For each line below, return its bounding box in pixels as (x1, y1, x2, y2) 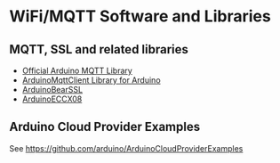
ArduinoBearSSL (21, 85, 83, 94)
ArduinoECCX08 (21, 94, 83, 104)
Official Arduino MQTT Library (21, 65, 133, 76)
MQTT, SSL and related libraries (9, 42, 189, 57)
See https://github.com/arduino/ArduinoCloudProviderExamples (9, 143, 244, 153)
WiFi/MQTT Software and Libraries (9, 6, 271, 27)
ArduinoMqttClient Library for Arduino (21, 75, 162, 86)
